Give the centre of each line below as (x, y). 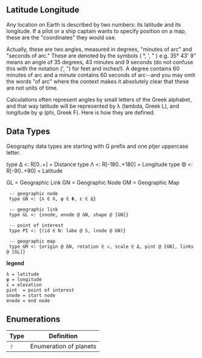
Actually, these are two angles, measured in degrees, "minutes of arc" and (99, 49)
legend (15, 263)
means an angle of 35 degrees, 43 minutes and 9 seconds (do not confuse (100, 62)
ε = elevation (24, 285)
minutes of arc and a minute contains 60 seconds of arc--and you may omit (101, 75)
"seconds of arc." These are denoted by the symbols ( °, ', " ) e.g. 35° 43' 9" (101, 55)
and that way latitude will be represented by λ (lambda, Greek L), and (93, 106)
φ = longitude (24, 279)
